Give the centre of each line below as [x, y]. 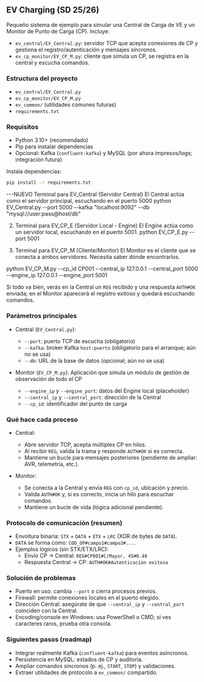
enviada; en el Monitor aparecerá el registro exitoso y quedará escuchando [100, 294]
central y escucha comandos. [52, 62]
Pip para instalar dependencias [54, 147]
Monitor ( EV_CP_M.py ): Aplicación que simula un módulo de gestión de [102, 372]
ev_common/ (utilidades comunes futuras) [66, 105]
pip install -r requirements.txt [49, 183]
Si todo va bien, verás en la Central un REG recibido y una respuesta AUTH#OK [101, 287]
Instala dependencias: [34, 172]
